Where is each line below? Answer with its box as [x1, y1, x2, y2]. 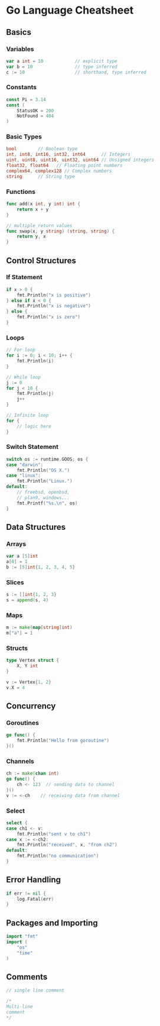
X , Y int [17, 663, 38, 669]
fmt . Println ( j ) [17, 391, 54, 397]
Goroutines [6, 718, 40, 727]
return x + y [17, 206, 49, 212]
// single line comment [6, 988, 65, 993]
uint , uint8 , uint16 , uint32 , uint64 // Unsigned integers [6, 157, 155, 163]
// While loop [6, 374, 41, 380]
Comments [6, 972, 48, 982]
